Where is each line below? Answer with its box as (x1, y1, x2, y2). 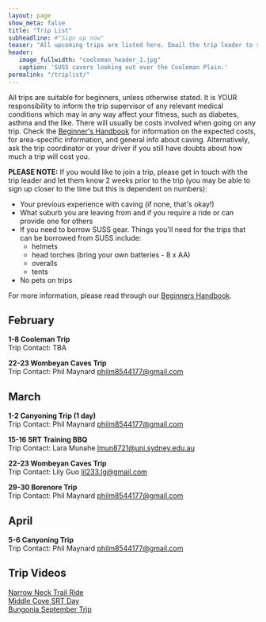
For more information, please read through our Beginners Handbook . (8, 291, 232, 300)
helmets (31, 241, 58, 251)
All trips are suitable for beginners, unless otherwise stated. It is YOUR (8, 92, 237, 102)
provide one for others (19, 216, 93, 226)
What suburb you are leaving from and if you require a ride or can (19, 207, 234, 217)
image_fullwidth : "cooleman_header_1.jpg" (18, 56, 161, 64)
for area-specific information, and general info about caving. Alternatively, (8, 134, 250, 144)
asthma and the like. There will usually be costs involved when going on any (8, 118, 256, 127)
